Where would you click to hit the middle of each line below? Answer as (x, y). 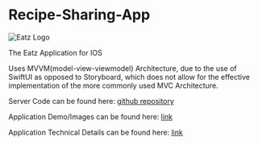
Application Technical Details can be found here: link (96, 132)
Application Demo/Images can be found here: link (91, 116)
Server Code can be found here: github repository (92, 101)
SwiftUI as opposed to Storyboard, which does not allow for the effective (129, 77)
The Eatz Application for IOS (55, 52)
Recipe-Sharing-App (79, 15)
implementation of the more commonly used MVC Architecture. (114, 85)
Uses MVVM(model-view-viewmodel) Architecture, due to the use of (123, 68)
